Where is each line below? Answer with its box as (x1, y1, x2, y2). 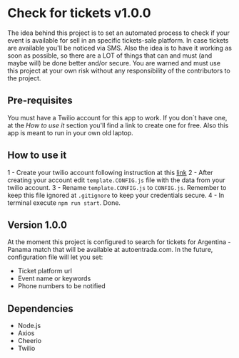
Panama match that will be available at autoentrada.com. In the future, (7, 246, 213, 254)
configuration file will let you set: (7, 253, 103, 261)
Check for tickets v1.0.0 (7, 5, 151, 21)
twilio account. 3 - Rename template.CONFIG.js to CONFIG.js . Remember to (7, 183, 227, 191)
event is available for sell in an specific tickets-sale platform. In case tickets (7, 36, 229, 44)
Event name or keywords (17, 274, 91, 283)
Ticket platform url (17, 267, 73, 275)
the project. (7, 73, 41, 83)
